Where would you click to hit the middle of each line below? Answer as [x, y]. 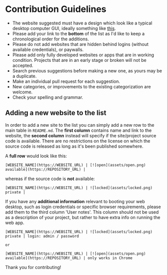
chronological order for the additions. [51, 39]
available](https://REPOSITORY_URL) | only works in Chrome [69, 258]
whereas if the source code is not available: [50, 179]
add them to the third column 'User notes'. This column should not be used [82, 212]
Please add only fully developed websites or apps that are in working [83, 55]
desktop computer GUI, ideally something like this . [64, 28]
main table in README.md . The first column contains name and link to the [79, 130]
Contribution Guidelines [56, 9]
